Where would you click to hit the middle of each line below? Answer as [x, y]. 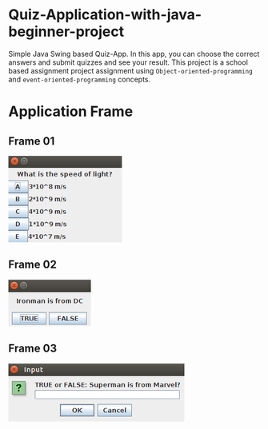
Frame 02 [33, 265]
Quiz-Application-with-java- [105, 15]
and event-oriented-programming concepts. [79, 79]
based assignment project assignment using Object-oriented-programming [131, 70]
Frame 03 [33, 349]
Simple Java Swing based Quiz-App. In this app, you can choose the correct [134, 54]
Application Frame [71, 111]
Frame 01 [32, 141]
